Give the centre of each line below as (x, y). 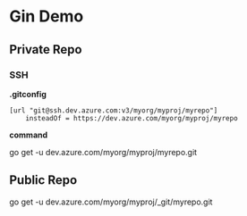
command (29, 135)
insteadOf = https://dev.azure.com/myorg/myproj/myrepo (132, 118)
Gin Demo (47, 17)
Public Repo (43, 180)
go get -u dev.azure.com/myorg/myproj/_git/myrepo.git (111, 202)
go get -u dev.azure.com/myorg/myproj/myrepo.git (103, 152)
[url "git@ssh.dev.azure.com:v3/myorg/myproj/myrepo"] (114, 110)
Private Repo (46, 50)
